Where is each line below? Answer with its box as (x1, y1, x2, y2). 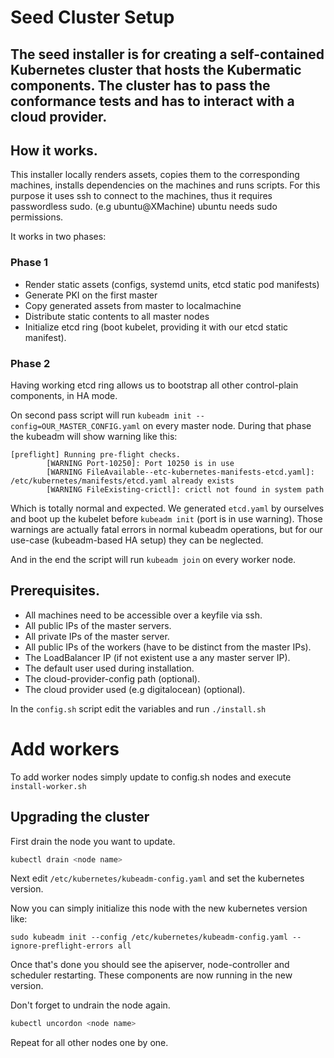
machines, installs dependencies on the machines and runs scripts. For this (10, 179, 321, 191)
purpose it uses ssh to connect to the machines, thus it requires (10, 190, 273, 202)
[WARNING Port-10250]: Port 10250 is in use (46, 458, 235, 468)
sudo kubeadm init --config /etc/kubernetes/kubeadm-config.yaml (10, 932, 288, 943)
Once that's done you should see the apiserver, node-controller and (10, 959, 290, 971)
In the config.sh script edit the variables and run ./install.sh (10, 702, 267, 715)
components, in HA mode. (10, 389, 118, 401)
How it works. (10, 142, 98, 159)
